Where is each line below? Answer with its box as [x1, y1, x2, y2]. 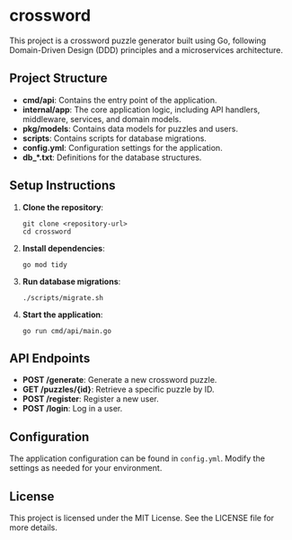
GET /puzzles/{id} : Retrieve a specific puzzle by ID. [22, 384, 215, 395]
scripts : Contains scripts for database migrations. [22, 132, 207, 144]
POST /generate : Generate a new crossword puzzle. [22, 375, 217, 385]
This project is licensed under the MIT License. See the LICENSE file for [9, 513, 275, 523]
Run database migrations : [22, 276, 121, 287]
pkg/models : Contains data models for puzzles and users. [22, 123, 238, 134]
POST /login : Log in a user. [22, 403, 123, 414]
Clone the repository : [22, 201, 104, 212]
